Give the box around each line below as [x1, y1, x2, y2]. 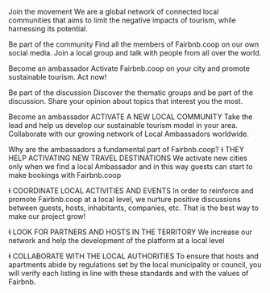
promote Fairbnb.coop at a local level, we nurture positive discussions [8, 195, 241, 204]
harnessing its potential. [8, 24, 89, 33]
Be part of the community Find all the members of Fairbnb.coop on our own [8, 39, 260, 49]
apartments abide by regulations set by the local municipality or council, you [8, 260, 262, 269]
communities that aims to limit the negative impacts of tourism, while [8, 15, 236, 25]
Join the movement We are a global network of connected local [8, 7, 219, 16]
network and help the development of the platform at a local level [8, 236, 225, 245]
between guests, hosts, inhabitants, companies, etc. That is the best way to [8, 203, 260, 213]
